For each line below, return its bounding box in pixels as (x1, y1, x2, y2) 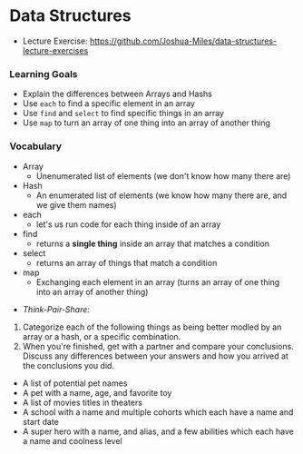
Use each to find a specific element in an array (22, 98, 195, 109)
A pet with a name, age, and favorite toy (22, 387, 172, 398)
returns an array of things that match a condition (35, 257, 218, 268)
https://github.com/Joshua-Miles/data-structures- (89, 35, 278, 46)
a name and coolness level (22, 435, 122, 446)
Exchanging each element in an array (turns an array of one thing (35, 276, 280, 287)
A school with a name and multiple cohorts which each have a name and (22, 406, 294, 418)
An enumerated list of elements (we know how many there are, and (35, 190, 288, 201)
